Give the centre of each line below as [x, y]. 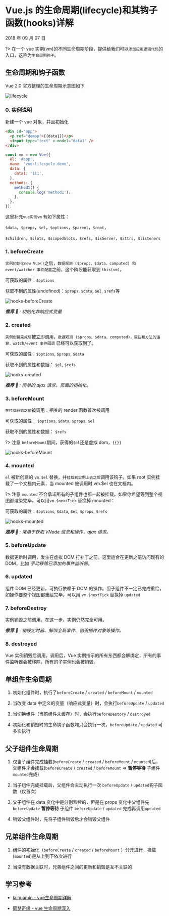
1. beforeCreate [24, 251]
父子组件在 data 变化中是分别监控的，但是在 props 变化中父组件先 [81, 802]
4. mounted [20, 465]
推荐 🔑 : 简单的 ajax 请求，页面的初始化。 [48, 385]
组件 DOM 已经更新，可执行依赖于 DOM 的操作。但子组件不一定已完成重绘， [84, 588]
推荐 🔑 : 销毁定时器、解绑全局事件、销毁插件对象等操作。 [65, 631]
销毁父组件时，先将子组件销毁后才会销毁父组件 [61, 819]
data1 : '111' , [29, 173]
